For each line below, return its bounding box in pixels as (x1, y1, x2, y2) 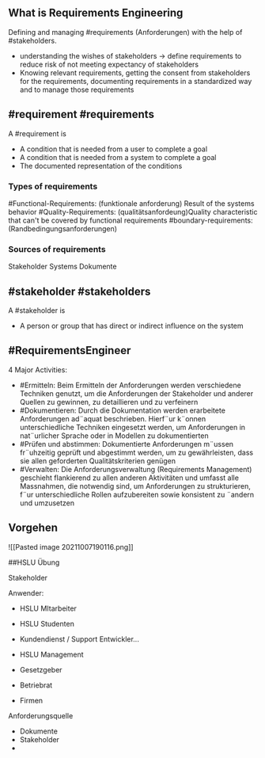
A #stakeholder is (8, 306, 66, 315)
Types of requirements (8, 181, 98, 192)
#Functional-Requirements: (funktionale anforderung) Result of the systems (8, 198, 255, 208)
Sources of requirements (8, 243, 106, 254)
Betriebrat (19, 680, 53, 690)
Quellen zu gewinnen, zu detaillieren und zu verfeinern (19, 397, 199, 406)
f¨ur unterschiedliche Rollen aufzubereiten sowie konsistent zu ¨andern (19, 489, 255, 499)
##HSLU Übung (8, 558, 60, 567)
